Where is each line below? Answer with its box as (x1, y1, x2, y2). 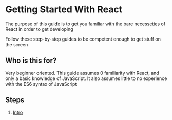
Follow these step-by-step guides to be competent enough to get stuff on (5, 36, 161, 42)
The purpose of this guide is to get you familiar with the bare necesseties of (5, 21, 166, 27)
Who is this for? (5, 56, 57, 65)
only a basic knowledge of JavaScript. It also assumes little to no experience (5, 75, 167, 82)
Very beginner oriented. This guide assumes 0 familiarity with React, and (5, 70, 159, 76)
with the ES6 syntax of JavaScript (5, 81, 77, 87)
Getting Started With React (5, 4, 123, 15)
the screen (5, 41, 28, 47)
